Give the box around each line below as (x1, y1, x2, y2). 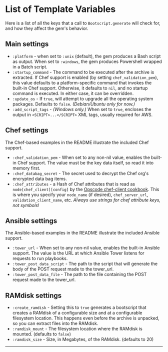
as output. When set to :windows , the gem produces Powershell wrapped (12, 58, 162, 64)
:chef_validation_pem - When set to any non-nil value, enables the (12, 154, 150, 160)
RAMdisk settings (5, 291, 62, 299)
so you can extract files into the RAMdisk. (12, 320, 98, 326)
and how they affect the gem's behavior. (5, 25, 88, 31)
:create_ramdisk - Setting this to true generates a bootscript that (12, 304, 146, 310)
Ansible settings (5, 216, 57, 225)
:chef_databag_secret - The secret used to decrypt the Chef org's (12, 170, 149, 176)
